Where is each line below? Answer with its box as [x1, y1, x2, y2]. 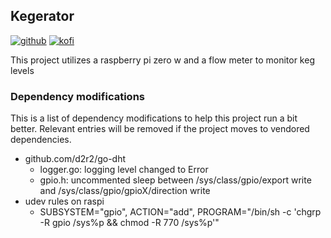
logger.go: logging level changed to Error [39, 164, 209, 176]
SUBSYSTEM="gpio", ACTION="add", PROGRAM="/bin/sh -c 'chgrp [39, 206, 322, 218]
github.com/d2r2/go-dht [24, 153, 127, 165]
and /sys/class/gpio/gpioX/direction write [39, 185, 211, 197]
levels [10, 64, 35, 76]
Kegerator [10, 8, 75, 25]
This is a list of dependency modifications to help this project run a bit [10, 112, 298, 124]
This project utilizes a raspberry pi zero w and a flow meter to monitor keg [10, 54, 315, 66]
